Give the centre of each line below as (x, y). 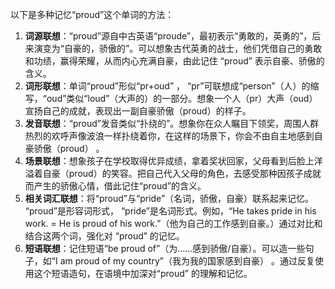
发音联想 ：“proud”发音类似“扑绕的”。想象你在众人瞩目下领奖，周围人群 (172, 123)
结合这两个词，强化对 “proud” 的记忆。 (104, 236)
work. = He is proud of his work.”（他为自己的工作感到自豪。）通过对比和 (173, 223)
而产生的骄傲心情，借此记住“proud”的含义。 (115, 186)
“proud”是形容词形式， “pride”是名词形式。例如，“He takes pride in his (170, 211)
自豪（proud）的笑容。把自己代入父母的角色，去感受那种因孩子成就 (182, 173)
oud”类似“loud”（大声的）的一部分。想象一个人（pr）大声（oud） (182, 98)
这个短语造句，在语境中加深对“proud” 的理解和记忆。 (143, 273)
